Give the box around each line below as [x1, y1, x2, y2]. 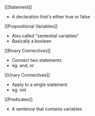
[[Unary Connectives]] [4, 72, 50, 78]
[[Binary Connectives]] [4, 48, 51, 53]
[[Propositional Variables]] [4, 23, 58, 29]
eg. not [11, 87, 27, 93]
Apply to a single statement [11, 81, 67, 87]
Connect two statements [11, 57, 62, 63]
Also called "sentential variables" [11, 33, 79, 39]
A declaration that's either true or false [11, 14, 91, 19]
